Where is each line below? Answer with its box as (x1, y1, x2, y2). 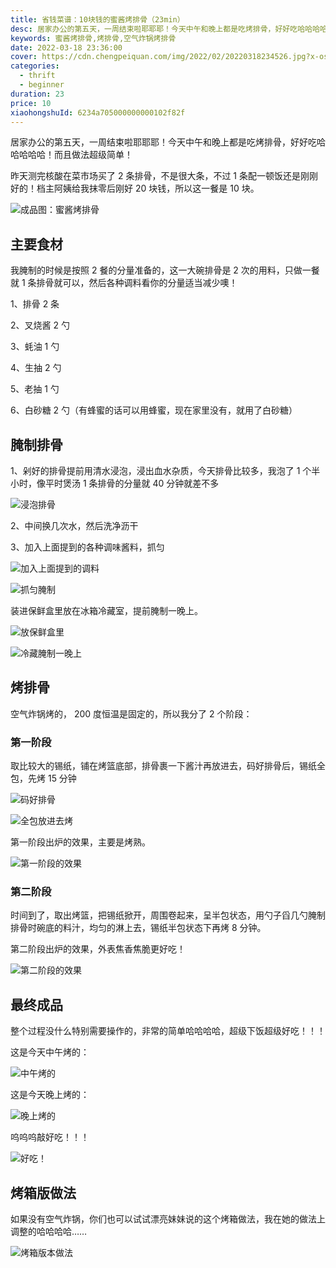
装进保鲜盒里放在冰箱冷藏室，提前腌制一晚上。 (10, 605, 203, 616)
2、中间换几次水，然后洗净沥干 (10, 520, 139, 531)
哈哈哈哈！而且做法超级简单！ (10, 149, 133, 161)
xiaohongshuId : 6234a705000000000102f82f (10, 107, 186, 118)
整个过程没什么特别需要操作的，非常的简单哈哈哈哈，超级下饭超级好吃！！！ (10, 1025, 326, 1037)
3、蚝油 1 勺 (10, 341, 60, 353)
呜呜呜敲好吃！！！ (10, 1131, 90, 1143)
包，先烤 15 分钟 (10, 772, 77, 785)
